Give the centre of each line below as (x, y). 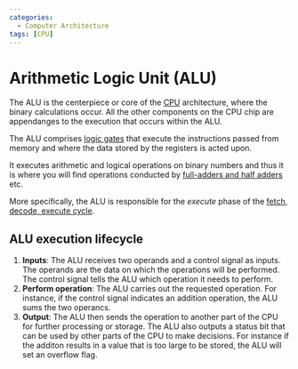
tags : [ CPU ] (31, 34)
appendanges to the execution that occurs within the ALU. (116, 122)
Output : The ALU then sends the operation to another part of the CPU (150, 317)
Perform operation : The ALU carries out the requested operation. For (149, 289)
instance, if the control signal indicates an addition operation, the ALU (150, 298)
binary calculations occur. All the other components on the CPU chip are (141, 112)
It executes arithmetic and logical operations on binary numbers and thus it (147, 165)
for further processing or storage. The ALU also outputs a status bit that (154, 326)
